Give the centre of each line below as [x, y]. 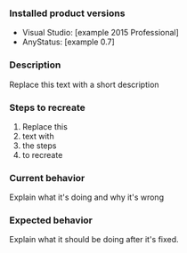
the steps [39, 146]
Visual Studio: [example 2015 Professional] [101, 33]
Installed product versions [67, 13]
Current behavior [47, 178]
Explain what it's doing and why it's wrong [87, 197]
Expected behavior [51, 220]
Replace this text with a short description [84, 84]
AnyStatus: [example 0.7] [69, 42]
